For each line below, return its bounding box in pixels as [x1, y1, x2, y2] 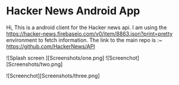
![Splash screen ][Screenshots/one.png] [6, 54, 105, 61]
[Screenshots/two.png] [6, 61, 63, 68]
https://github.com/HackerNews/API [6, 43, 95, 50]
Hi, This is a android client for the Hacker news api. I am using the [6, 24, 167, 31]
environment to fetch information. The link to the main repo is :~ [6, 36, 162, 43]
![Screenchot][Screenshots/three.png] [6, 72, 100, 79]
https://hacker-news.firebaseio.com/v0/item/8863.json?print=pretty [6, 30, 173, 37]
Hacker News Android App [6, 4, 140, 18]
